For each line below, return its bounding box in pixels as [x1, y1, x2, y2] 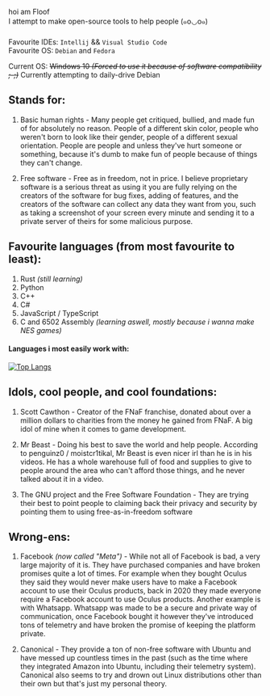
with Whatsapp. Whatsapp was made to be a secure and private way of [19, 603, 258, 613]
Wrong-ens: [8, 530, 71, 544]
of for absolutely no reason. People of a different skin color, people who [19, 123, 260, 133]
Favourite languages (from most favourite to [8, 240, 235, 254]
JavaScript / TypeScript [19, 308, 99, 318]
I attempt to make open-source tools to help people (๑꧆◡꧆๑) [8, 16, 208, 26]
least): [8, 252, 42, 266]
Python [19, 282, 44, 292]
